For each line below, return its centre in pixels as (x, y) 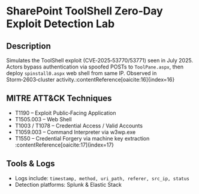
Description (28, 46)
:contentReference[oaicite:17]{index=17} (64, 145)
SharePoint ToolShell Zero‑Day (85, 11)
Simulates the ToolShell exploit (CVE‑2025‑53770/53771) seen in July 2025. (100, 60)
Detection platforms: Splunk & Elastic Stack (68, 184)
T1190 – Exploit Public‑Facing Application (65, 113)
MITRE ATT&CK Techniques (59, 98)
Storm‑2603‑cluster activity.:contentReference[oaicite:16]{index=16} (91, 80)
